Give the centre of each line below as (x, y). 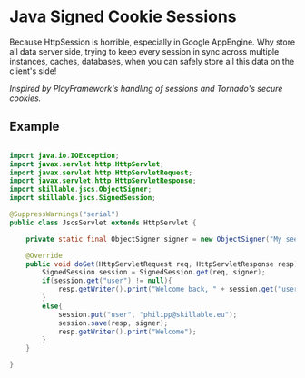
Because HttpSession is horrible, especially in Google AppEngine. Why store (152, 42)
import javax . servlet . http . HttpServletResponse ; (103, 181)
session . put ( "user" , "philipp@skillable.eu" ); (148, 314)
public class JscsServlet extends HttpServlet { (103, 223)
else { (53, 306)
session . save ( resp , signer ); (113, 323)
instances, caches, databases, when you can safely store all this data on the (152, 61)
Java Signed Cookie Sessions (123, 17)
